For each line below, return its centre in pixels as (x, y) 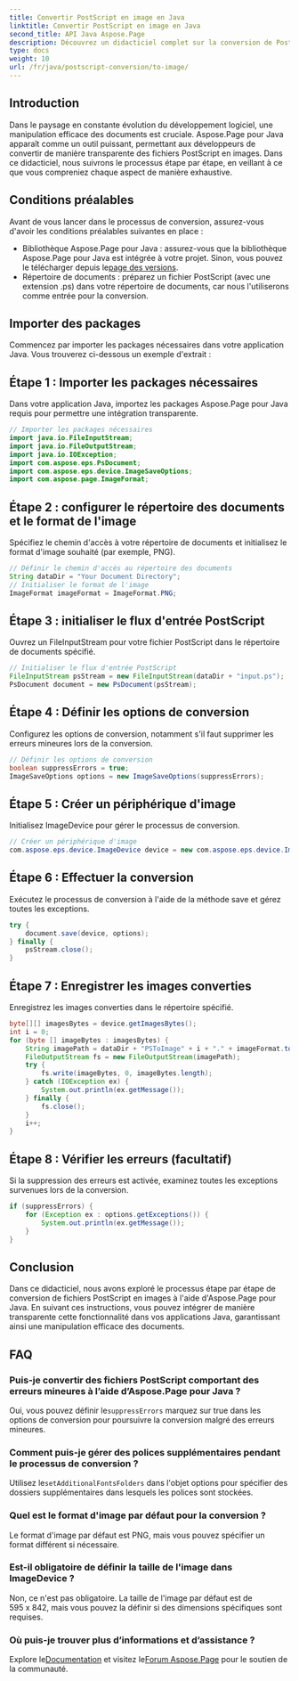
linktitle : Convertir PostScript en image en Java (105, 26)
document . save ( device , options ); (87, 933)
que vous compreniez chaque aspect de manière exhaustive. (121, 172)
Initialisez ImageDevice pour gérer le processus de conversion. (125, 826)
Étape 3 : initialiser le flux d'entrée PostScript (137, 620)
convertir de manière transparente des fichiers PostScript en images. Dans (146, 153)
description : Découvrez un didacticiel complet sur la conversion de (141, 42)
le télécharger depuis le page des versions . (100, 267)
